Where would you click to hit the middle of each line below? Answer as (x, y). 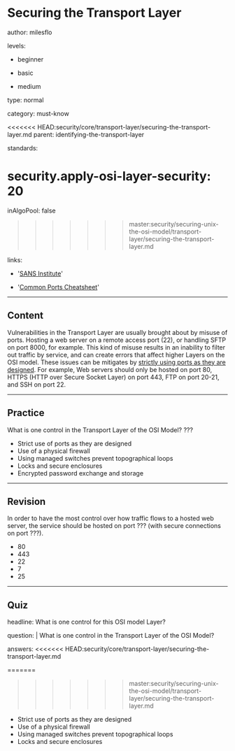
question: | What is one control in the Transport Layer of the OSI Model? (111, 636)
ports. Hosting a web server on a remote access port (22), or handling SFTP (117, 340)
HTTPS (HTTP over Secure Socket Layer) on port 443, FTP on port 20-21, (113, 377)
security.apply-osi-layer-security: (109, 177)
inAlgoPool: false (31, 210)
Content (26, 316)
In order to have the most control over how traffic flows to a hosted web (111, 518)
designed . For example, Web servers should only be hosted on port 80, (110, 369)
